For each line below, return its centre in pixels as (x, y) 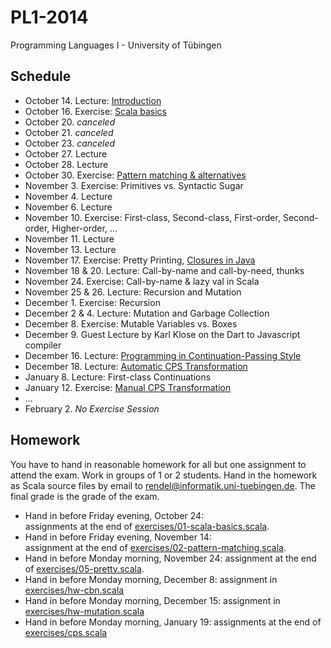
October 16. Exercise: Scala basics (95, 111)
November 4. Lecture (68, 196)
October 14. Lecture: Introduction (93, 100)
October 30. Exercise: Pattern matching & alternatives (135, 175)
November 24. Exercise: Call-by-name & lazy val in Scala (142, 281)
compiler (43, 345)
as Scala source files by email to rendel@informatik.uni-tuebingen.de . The (163, 485)
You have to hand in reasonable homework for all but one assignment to (158, 464)
